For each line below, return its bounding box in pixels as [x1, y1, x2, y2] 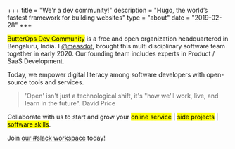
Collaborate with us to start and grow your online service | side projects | [7, 112, 219, 121]
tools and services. [29, 78, 84, 86]
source [7, 78, 28, 86]
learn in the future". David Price [24, 99, 116, 108]
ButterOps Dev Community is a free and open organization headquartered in [7, 34, 229, 43]
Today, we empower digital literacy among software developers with [7, 70, 205, 79]
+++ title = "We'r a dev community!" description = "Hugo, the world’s [7, 6, 208, 14]
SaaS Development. [7, 57, 65, 65]
